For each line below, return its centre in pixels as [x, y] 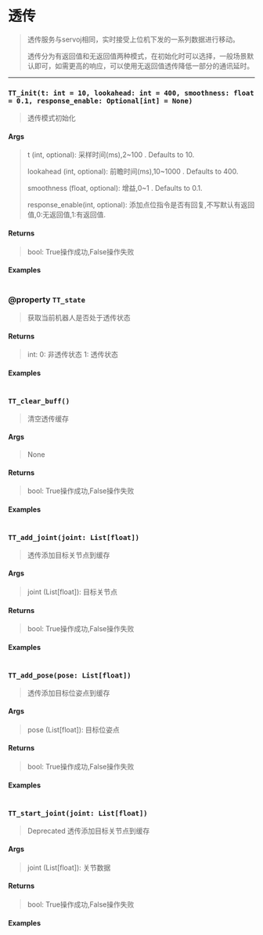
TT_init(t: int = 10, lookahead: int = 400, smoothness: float [131, 93]
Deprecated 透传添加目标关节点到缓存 [88, 831]
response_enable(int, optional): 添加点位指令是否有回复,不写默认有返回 [141, 205]
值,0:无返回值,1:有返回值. [66, 215]
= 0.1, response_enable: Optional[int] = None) [101, 100]
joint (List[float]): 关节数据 [69, 867]
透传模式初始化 [51, 118]
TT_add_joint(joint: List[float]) [74, 538]
